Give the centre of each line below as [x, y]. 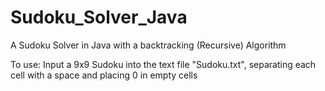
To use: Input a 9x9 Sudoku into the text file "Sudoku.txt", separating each [163, 64]
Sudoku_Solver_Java [99, 17]
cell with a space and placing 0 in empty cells [104, 75]
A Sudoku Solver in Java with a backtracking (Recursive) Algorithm [148, 45]
